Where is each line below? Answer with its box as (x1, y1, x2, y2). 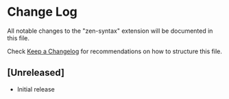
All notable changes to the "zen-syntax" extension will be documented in (7, 27, 213, 35)
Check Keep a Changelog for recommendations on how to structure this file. (7, 47, 223, 55)
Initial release (16, 85, 55, 93)
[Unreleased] (7, 67, 65, 79)
